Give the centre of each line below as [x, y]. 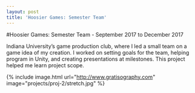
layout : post [23, 12]
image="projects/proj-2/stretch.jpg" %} [56, 83]
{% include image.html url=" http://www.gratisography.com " [81, 77]
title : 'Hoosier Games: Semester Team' [57, 17]
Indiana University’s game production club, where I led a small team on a [97, 46]
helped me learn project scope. [45, 65]
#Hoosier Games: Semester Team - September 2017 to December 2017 [95, 34]
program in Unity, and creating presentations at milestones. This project [96, 59]
